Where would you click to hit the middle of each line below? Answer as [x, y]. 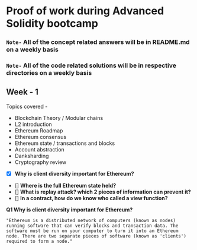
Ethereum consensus [41, 137]
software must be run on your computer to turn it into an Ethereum [92, 231]
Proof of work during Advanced [85, 11]
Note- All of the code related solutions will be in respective [91, 65]
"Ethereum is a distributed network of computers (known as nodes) [91, 220]
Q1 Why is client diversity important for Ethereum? [70, 210]
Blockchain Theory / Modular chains [59, 118]
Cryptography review [41, 162]
